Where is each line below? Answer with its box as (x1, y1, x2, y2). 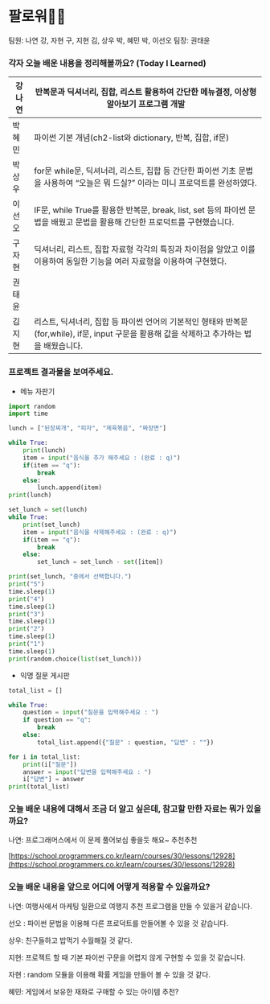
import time (8, 409, 48, 418)
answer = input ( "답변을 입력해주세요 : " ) (22, 767, 152, 776)
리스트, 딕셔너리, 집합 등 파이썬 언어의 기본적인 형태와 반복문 (33, 316, 248, 327)
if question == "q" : (22, 716, 92, 724)
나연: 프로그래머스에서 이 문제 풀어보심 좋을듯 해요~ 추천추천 (8, 835, 198, 845)
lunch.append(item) (37, 483, 103, 492)
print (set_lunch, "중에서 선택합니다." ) (8, 573, 133, 581)
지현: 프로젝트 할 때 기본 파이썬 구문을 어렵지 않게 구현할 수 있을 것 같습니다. (8, 953, 246, 962)
